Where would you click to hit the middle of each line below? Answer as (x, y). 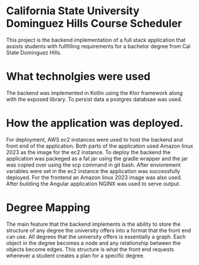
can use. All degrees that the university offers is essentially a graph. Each (96, 237)
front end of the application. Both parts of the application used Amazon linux (100, 146)
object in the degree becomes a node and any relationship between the (94, 243)
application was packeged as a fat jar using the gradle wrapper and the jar (97, 158)
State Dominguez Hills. (34, 52)
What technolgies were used (78, 77)
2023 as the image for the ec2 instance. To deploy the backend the (89, 152)
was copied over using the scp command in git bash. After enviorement (94, 165)
